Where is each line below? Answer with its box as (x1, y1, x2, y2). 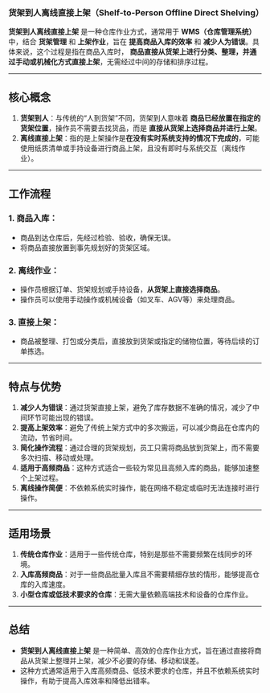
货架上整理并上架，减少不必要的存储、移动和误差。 (34, 655, 203, 665)
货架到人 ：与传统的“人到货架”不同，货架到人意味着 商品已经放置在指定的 (19, 113, 261, 123)
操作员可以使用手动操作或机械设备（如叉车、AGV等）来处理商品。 (19, 295, 239, 305)
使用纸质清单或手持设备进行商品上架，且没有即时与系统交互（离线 (19, 143, 239, 154)
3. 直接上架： (8, 317, 59, 328)
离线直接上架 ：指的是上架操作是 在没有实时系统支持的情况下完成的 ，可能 (19, 133, 260, 143)
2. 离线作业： (8, 264, 59, 276)
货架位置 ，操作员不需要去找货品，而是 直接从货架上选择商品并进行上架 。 (19, 123, 262, 133)
